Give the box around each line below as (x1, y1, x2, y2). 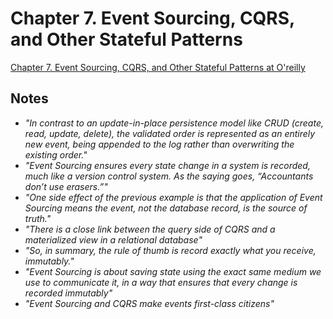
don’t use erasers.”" (24, 180, 108, 192)
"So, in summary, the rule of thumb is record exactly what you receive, (24, 244, 317, 256)
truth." (24, 212, 52, 224)
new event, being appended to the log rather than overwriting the (24, 138, 295, 150)
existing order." (24, 148, 88, 161)
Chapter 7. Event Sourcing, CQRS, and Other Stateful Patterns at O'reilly (10, 61, 306, 73)
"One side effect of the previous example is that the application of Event (24, 191, 323, 203)
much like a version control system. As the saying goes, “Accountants (24, 170, 314, 182)
